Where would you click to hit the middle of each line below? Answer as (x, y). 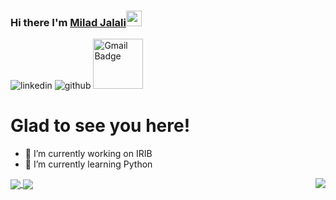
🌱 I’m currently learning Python (88, 164)
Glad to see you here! (100, 125)
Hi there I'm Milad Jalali (68, 22)
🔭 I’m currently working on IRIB (88, 153)
